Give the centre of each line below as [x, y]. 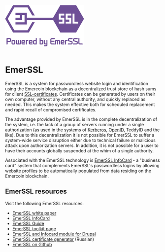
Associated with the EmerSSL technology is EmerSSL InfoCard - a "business [82, 160]
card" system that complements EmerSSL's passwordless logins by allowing [82, 165]
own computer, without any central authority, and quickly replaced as [75, 99]
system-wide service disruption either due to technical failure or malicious [81, 140]
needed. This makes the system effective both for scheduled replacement [80, 104]
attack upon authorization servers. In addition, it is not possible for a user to [82, 145]
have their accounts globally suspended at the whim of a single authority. [80, 150]
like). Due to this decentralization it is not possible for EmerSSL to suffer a [80, 135]
